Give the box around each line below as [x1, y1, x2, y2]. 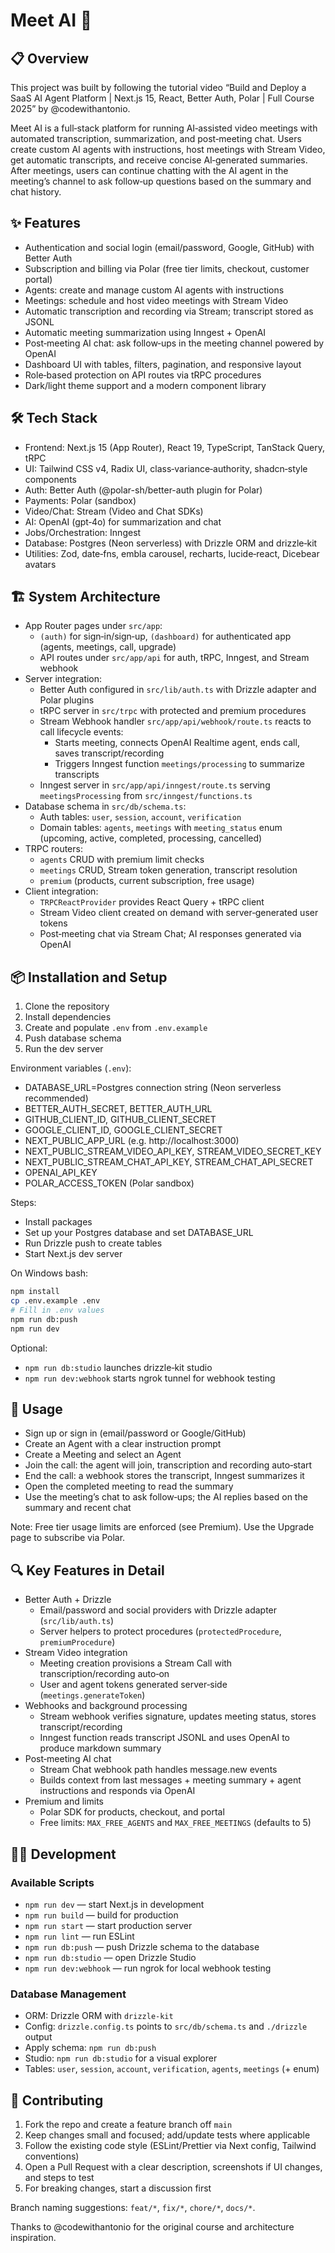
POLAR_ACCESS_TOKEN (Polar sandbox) [24, 1177, 195, 1189]
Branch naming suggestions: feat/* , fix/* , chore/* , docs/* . [10, 2202, 256, 2214]
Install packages [24, 1216, 93, 1228]
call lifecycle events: [39, 726, 124, 738]
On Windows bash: [10, 1267, 89, 1279]
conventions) [24, 2150, 80, 2163]
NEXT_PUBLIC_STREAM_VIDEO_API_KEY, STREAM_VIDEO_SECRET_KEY [24, 1145, 322, 1158]
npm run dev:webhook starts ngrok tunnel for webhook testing [24, 1372, 276, 1384]
